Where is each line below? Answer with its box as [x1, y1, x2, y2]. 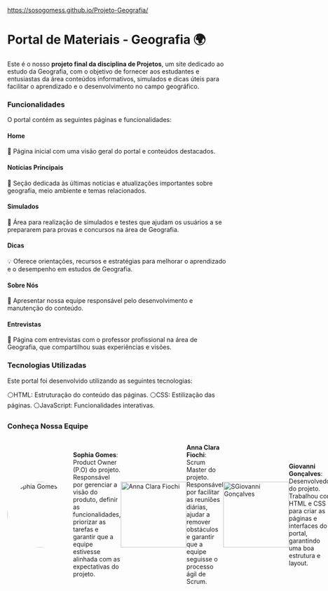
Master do [186, 466, 216, 474]
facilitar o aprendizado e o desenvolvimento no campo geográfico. [7, 82, 200, 90]
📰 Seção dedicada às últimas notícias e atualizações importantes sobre [7, 179, 213, 187]
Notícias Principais [7, 163, 64, 172]
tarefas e [73, 525, 100, 534]
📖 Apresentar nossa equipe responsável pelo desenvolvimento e [7, 297, 193, 305]
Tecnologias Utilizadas [7, 360, 87, 370]
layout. [288, 559, 308, 567]
